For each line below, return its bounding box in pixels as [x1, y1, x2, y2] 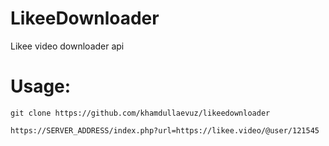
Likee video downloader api [10, 40, 125, 52]
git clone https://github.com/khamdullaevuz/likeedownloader [10, 108, 271, 118]
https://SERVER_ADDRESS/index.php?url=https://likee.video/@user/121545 [10, 125, 320, 136]
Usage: [10, 75, 72, 98]
